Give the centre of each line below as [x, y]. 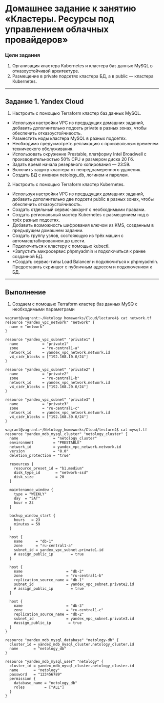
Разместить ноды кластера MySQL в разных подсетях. [69, 138]
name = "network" [27, 327]
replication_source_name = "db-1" [49, 580]
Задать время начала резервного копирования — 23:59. [71, 164]
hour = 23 [24, 503]
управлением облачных [57, 29]
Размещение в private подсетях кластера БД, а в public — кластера [83, 76]
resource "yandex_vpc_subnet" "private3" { [50, 400]
